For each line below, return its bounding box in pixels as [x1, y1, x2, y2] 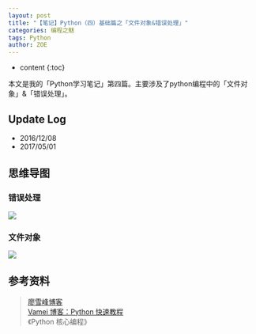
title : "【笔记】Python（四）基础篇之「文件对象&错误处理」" [8, 19, 189, 27]
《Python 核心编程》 [27, 317, 91, 326]
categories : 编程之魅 [8, 26, 75, 34]
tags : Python [8, 33, 51, 42]
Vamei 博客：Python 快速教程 [27, 306, 124, 317]
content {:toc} [19, 63, 66, 72]
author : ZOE [8, 41, 47, 49]
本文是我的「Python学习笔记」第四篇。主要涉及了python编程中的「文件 [8, 79, 241, 89]
